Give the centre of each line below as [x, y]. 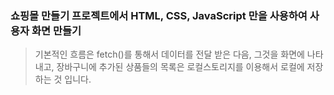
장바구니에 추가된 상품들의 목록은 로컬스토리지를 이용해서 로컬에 [180, 67]
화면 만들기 [56, 30]
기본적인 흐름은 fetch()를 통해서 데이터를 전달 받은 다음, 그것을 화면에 [169, 54]
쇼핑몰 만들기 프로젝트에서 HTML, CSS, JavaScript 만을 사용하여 [159, 15]
